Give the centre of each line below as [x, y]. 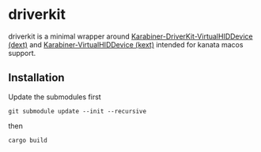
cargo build [28, 140]
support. [22, 53]
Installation [36, 78]
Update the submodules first [55, 97]
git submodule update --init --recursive [78, 111]
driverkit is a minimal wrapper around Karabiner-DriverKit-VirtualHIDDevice [130, 36]
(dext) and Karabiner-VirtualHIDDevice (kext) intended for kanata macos [126, 44]
